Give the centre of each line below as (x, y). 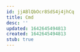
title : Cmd (20, 17)
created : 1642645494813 (36, 34)
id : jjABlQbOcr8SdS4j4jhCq (40, 12)
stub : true (20, 39)
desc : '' (17, 23)
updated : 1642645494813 (36, 28)
